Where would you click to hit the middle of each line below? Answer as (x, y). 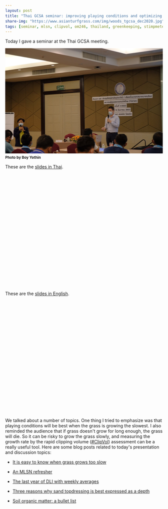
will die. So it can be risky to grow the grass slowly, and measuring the (78, 436)
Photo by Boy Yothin (23, 157)
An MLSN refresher (32, 471)
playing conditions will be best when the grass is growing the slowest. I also (83, 425)
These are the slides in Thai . (34, 167)
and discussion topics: (28, 452)
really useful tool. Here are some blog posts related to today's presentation (82, 447)
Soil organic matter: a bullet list (44, 500)
